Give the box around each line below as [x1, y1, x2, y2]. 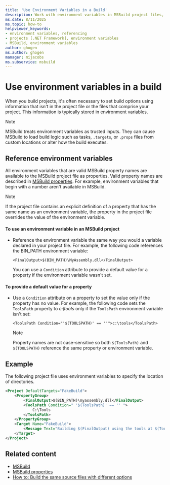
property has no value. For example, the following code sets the [12, 300, 146, 306]
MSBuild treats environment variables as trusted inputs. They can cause [5, 128, 155, 135]
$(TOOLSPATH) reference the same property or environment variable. [12, 345, 153, 351]
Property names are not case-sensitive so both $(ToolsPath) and [12, 340, 148, 346]
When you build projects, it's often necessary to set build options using [5, 98, 153, 104]
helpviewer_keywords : [5, 26, 51, 31]
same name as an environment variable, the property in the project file [5, 209, 152, 215]
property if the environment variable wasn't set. [12, 272, 112, 278]
